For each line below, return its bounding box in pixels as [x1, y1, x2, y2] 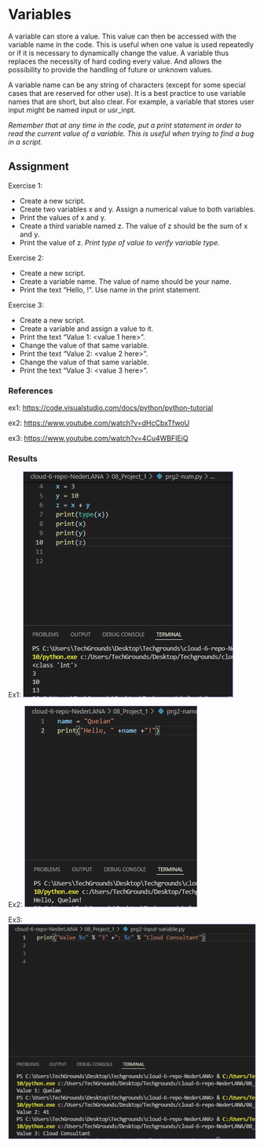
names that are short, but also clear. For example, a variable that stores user [8, 97, 255, 106]
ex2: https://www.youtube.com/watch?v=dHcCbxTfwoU [8, 418, 190, 428]
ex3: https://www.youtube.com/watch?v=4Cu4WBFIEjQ [8, 434, 189, 443]
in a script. [8, 137, 43, 146]
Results [8, 453, 38, 464]
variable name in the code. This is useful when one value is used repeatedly [8, 39, 254, 49]
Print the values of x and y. [19, 212, 107, 222]
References [8, 385, 53, 396]
